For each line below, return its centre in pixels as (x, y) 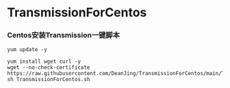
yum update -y (27, 50)
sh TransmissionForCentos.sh (49, 80)
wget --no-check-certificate (49, 68)
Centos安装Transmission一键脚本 (63, 35)
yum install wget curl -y (44, 62)
